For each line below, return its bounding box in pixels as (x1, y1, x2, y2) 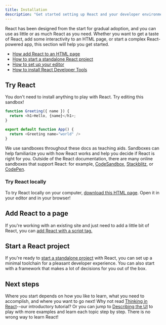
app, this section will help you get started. (24, 41, 110, 47)
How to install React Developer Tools (12, 66, 87, 72)
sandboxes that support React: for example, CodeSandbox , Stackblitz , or (5, 161, 154, 167)
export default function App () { (5, 127, 74, 132)
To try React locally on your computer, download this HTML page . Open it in (5, 189, 160, 195)
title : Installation (5, 7, 48, 12)
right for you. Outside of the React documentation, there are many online (5, 155, 153, 161)
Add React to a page (5, 209, 69, 218)
